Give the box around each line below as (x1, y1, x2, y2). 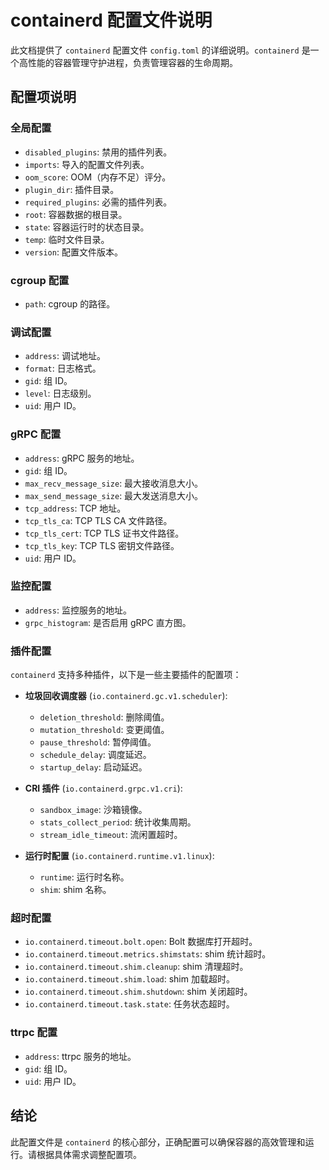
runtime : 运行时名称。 (39, 871, 130, 883)
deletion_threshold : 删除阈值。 (39, 711, 170, 723)
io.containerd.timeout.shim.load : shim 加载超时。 (24, 973, 235, 985)
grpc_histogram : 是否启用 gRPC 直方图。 (24, 616, 192, 628)
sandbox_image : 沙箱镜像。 (39, 804, 148, 816)
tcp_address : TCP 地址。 (24, 502, 127, 514)
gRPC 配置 (10, 427, 62, 441)
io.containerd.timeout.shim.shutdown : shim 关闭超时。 (24, 986, 253, 998)
